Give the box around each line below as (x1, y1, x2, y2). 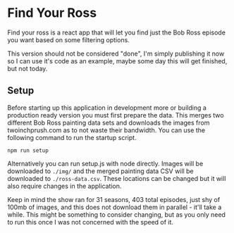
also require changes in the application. (7, 182, 122, 190)
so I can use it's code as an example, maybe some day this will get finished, (7, 56, 228, 65)
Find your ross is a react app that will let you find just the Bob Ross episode (7, 28, 226, 37)
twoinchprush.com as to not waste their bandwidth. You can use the (7, 125, 206, 134)
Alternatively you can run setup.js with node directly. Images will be (7, 159, 204, 168)
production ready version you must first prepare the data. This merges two (7, 111, 224, 119)
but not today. (7, 64, 48, 73)
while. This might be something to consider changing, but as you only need (7, 210, 226, 219)
